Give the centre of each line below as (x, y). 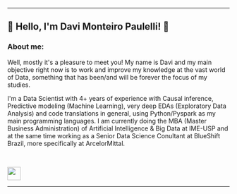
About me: (26, 47)
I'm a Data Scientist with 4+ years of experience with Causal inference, (110, 98)
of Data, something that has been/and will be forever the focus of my (108, 77)
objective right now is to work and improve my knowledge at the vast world (116, 69)
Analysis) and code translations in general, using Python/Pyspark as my (112, 113)
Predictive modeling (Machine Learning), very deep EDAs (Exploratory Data (117, 106)
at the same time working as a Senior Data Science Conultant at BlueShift (114, 135)
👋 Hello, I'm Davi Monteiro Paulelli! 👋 (88, 26)
